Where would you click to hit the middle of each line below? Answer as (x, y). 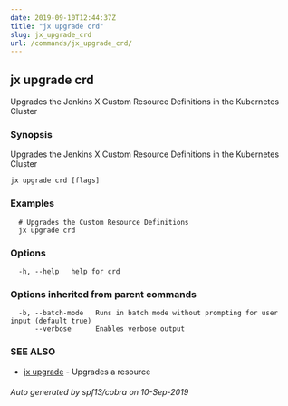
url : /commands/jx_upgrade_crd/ (71, 43)
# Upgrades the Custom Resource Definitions (104, 222)
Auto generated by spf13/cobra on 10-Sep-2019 (100, 392)
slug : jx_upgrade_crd (51, 34)
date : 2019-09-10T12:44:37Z (63, 18)
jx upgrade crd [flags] (55, 181)
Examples (33, 203)
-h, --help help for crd (69, 271)
